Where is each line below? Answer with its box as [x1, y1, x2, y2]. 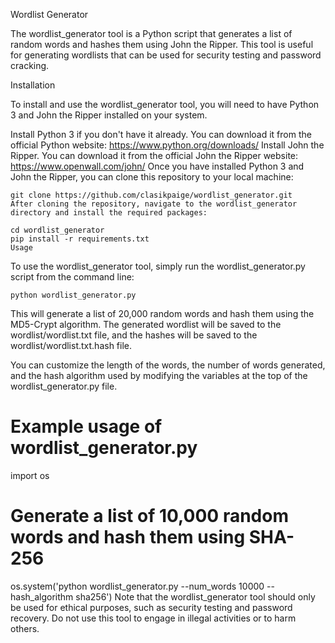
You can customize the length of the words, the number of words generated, [10, 359, 326, 371]
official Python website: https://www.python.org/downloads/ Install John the [10, 139, 325, 151]
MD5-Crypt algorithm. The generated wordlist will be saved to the [10, 319, 282, 330]
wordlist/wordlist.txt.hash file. [10, 340, 133, 351]
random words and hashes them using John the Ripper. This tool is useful [10, 39, 314, 50]
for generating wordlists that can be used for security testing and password [10, 49, 322, 61]
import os [10, 469, 50, 481]
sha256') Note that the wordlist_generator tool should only [75, 590, 316, 603]
